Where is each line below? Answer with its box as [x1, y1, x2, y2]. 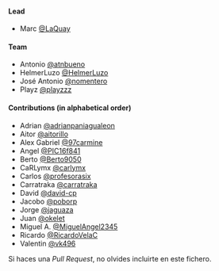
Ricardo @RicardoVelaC [19, 230, 98, 239]
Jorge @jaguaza [19, 204, 74, 214]
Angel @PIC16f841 [19, 146, 81, 155]
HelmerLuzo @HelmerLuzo [19, 68, 109, 78]
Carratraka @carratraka [19, 179, 98, 189]
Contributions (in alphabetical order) [8, 103, 132, 113]
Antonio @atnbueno [19, 59, 86, 69]
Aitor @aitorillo [19, 129, 69, 139]
